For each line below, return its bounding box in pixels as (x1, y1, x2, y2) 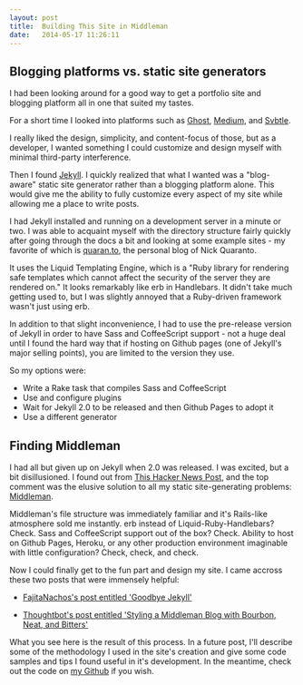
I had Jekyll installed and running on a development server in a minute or (9, 216, 281, 227)
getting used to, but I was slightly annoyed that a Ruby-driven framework (9, 291, 282, 302)
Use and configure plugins (22, 392, 122, 404)
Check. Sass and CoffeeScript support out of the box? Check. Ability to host (9, 528, 294, 538)
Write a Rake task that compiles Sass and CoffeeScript (22, 383, 227, 394)
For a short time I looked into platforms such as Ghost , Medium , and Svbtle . (9, 115, 291, 126)
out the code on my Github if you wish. (9, 666, 154, 676)
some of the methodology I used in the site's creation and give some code (9, 646, 288, 657)
